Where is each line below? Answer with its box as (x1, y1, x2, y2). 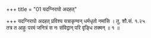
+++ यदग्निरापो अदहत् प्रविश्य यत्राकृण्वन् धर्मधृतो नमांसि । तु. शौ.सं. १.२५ (6, 18, 146, 24)
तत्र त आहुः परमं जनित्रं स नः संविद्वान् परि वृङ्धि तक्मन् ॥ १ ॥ (6, 24, 120, 31)
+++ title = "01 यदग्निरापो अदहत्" (6, 6, 77, 12)
